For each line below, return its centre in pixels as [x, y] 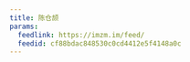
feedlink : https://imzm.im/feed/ [81, 35]
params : [24, 26]
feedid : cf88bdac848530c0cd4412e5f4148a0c [100, 43]
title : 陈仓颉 [34, 18]
